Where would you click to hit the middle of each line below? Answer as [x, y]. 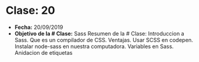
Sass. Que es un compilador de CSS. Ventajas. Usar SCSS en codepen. [104, 40]
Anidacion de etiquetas [44, 52]
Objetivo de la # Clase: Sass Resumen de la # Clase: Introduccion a [99, 33]
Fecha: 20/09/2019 [39, 27]
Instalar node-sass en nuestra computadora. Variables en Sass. [94, 46]
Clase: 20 [30, 11]
